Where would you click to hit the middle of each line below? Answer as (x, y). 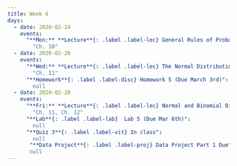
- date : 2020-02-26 (42, 54)
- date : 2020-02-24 (42, 27)
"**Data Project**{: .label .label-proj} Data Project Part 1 (123, 146)
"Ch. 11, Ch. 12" (58, 112)
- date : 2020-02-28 (42, 93)
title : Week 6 (28, 14)
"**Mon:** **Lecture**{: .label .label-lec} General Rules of (119, 40)
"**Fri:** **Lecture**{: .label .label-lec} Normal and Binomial (124, 106)
